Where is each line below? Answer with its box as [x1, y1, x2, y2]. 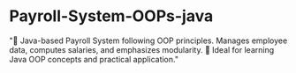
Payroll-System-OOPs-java [9, 6, 214, 26]
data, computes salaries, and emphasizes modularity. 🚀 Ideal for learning [9, 44, 275, 55]
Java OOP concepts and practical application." [9, 54, 179, 64]
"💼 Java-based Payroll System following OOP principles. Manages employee [9, 35, 288, 46]
